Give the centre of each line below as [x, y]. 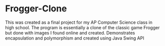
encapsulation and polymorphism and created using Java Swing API [75, 38]
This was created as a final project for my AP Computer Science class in [79, 22]
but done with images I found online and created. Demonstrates [70, 33]
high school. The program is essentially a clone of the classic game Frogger [82, 27]
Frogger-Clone [36, 9]
